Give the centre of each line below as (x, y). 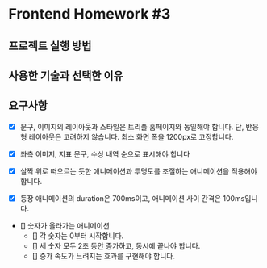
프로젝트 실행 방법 (50, 46)
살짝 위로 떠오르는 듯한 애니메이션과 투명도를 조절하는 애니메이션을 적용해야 (139, 171)
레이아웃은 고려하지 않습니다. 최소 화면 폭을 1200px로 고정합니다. (131, 136)
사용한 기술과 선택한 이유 (66, 75)
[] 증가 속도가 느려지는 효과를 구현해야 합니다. (104, 256)
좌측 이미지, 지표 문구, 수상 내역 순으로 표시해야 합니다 (105, 153)
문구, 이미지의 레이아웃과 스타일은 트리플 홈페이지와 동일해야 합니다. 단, (132, 127)
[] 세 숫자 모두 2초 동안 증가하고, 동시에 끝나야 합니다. (116, 246)
